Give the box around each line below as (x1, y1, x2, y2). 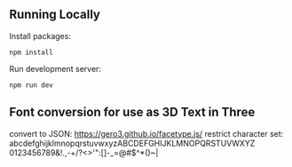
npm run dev (9, 80, 53, 90)
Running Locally (9, 7, 100, 22)
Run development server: (9, 63, 102, 74)
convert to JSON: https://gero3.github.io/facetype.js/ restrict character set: (9, 128, 284, 139)
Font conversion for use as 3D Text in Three (9, 105, 256, 120)
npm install (9, 48, 53, 57)
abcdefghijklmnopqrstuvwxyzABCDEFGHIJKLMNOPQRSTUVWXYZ (9, 138, 256, 148)
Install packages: (9, 30, 71, 41)
